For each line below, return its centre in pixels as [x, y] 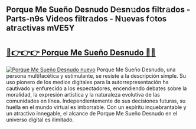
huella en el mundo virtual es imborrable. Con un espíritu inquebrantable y [97, 107]
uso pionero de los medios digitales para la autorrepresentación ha [88, 82]
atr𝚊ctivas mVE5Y [40, 28]
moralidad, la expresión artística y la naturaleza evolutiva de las [83, 95]
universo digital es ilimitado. [40, 120]
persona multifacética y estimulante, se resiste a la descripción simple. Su [96, 76]
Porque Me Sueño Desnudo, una [136, 70]
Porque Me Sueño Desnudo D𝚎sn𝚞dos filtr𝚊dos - [98, 10]
